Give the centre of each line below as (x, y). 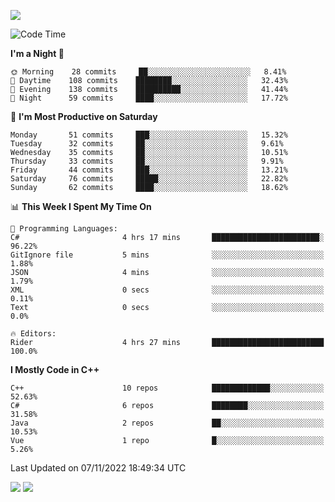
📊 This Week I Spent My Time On (81, 206)
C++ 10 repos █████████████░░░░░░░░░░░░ (167, 388)
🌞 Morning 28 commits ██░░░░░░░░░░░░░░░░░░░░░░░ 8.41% (148, 72)
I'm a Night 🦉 (37, 53)
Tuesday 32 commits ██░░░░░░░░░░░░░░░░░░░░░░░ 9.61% (147, 144)
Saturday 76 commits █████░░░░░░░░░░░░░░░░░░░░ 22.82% (149, 179)
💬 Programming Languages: (64, 229)
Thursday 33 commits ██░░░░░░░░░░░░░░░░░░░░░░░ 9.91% (147, 161)
